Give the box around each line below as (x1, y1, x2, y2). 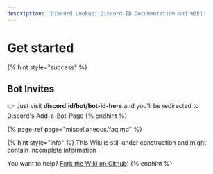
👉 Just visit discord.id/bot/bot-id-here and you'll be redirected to (7, 102, 199, 110)
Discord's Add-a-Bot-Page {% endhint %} (7, 112, 128, 120)
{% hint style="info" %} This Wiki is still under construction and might (7, 139, 207, 147)
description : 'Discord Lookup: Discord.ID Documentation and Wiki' (7, 10, 207, 17)
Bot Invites (7, 82, 55, 94)
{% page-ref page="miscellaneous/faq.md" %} (7, 125, 142, 134)
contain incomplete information (7, 146, 96, 155)
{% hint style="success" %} (7, 63, 88, 71)
